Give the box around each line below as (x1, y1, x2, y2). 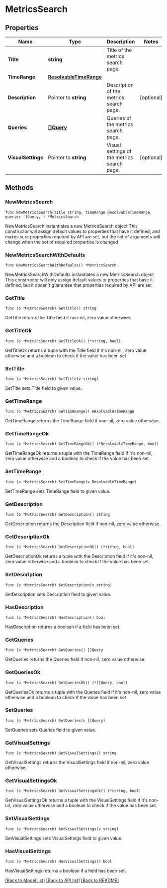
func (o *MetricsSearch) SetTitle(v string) (5, 376, 99, 381)
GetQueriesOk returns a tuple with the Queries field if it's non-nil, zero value (5, 689, 161, 695)
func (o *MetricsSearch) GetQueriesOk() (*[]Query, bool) (5, 680, 128, 685)
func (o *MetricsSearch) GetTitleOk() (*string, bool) (5, 338, 121, 343)
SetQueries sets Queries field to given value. (5, 727, 96, 733)
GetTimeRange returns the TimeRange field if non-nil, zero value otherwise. (5, 418, 160, 424)
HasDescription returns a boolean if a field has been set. (5, 624, 121, 630)
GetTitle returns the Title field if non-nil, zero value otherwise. (5, 315, 132, 321)
